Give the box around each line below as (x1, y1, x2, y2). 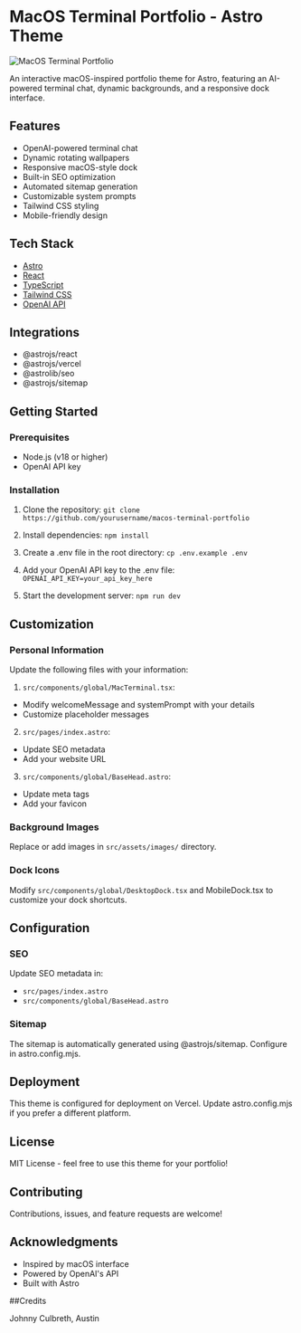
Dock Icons (9, 864, 61, 877)
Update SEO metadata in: (9, 968, 104, 979)
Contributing (9, 1184, 83, 1200)
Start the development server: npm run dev (22, 590, 181, 601)
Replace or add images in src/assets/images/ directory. (9, 842, 217, 852)
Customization (9, 616, 95, 632)
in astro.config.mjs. (9, 1048, 81, 1059)
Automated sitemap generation (22, 181, 138, 192)
